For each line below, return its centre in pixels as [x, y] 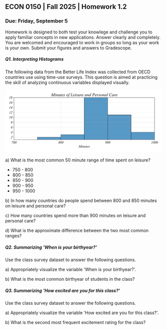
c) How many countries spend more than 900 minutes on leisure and [75, 215]
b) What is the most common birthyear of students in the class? [70, 279]
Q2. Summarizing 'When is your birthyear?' [51, 247]
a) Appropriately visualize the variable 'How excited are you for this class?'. [82, 313]
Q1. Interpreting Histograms [34, 59]
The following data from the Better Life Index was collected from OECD [78, 72]
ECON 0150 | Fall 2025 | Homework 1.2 [66, 7]
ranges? [13, 236]
